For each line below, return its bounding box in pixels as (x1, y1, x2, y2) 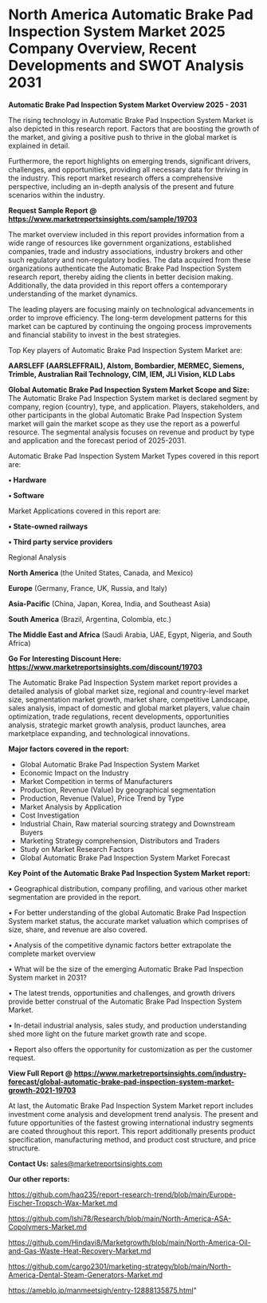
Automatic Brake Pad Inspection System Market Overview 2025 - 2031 (8, 100, 247, 109)
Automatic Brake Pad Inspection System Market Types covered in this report (8, 451, 259, 461)
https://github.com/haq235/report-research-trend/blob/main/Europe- (8, 1190, 237, 1199)
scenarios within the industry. (8, 190, 105, 200)
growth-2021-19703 (8, 1085, 77, 1095)
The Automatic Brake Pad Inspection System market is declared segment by (8, 393, 258, 402)
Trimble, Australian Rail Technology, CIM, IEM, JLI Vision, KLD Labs (8, 369, 235, 378)
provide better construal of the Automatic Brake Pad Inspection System (8, 996, 242, 1006)
